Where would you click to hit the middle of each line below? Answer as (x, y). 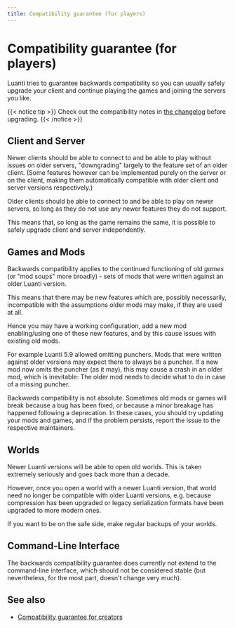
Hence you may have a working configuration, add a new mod (97, 326)
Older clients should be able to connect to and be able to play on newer (110, 202)
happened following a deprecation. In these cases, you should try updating (115, 413)
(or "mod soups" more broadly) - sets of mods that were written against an (115, 276)
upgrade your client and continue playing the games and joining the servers (116, 90)
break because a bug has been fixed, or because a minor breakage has (110, 405)
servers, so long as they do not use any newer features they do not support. (117, 209)
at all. (15, 313)
